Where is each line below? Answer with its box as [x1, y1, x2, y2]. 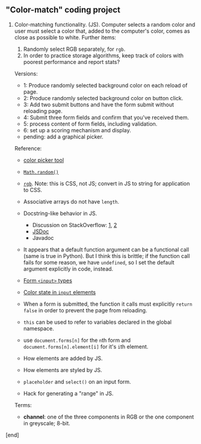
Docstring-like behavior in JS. [23, 210, 97, 217]
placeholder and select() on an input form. [23, 378, 131, 385]
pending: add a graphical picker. [23, 133, 104, 140]
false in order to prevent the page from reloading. [23, 306, 147, 314]
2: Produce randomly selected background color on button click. [23, 94, 184, 101]
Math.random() [23, 169, 59, 175]
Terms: [14, 401, 32, 408]
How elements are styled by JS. [23, 366, 103, 373]
